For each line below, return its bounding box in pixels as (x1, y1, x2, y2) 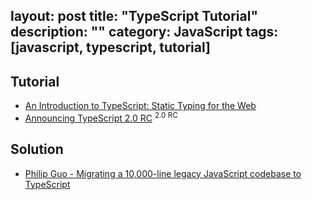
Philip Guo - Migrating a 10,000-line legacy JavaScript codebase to (24, 167, 302, 179)
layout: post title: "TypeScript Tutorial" (10, 8, 259, 25)
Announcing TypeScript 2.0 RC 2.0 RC (24, 110, 178, 124)
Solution (10, 141, 64, 158)
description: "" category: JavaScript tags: (10, 24, 279, 41)
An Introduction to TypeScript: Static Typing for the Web (24, 100, 257, 112)
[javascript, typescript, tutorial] (10, 39, 211, 56)
